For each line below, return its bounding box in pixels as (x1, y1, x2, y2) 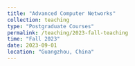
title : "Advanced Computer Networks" (7, 10, 116, 17)
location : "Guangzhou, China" (7, 49, 95, 56)
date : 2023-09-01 (7, 42, 57, 49)
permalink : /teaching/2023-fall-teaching (7, 29, 129, 36)
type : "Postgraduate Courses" (7, 23, 95, 30)
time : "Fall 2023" (7, 36, 60, 43)
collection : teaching (7, 16, 70, 23)
